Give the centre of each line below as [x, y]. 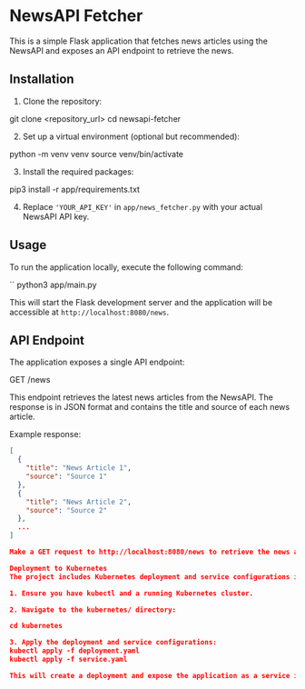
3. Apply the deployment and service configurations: [113, 643]
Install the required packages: [78, 171]
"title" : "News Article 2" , [79, 502]
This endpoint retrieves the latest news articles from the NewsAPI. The [142, 397]
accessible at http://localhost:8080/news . [89, 312]
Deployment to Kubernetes [58, 568]
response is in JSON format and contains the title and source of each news [150, 407]
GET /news [30, 380]
